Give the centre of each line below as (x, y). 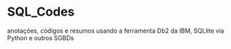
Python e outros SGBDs (41, 37)
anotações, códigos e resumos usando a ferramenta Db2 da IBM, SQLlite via (115, 31)
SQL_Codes (41, 12)
